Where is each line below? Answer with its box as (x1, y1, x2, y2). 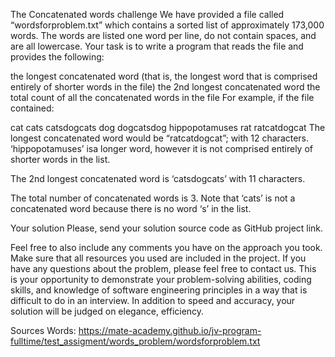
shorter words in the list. (10, 154, 111, 165)
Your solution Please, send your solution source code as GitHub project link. (10, 222, 324, 234)
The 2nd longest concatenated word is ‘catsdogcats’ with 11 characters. (10, 173, 306, 184)
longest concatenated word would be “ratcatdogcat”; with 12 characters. (10, 132, 310, 144)
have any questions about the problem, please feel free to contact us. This (10, 263, 317, 274)
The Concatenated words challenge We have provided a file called (10, 9, 285, 20)
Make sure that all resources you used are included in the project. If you (10, 252, 307, 264)
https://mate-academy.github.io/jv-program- (78, 325, 262, 336)
